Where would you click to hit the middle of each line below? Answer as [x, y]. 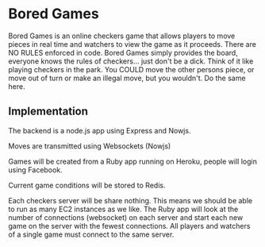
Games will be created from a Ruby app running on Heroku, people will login [133, 161]
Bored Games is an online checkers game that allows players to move [122, 36]
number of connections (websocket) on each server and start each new [126, 217]
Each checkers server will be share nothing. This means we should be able [130, 200]
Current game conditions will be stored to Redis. [87, 185]
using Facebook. [35, 170]
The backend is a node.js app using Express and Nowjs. [100, 130]
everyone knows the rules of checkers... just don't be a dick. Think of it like [131, 61]
